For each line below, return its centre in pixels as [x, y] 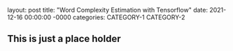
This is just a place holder [64, 39]
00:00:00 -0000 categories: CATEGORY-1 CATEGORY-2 [105, 17]
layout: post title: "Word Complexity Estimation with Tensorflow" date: [108, 10]
